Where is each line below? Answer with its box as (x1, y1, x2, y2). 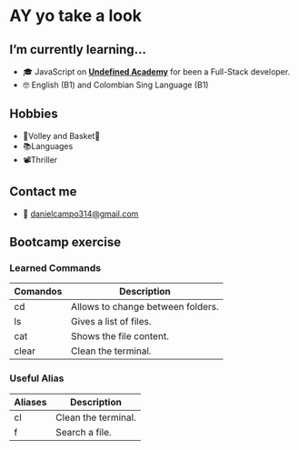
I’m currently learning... (9, 42, 147, 57)
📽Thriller (22, 154, 58, 165)
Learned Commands (9, 261, 102, 274)
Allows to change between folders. (71, 301, 220, 314)
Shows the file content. (71, 330, 170, 343)
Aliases (14, 395, 47, 408)
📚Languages (22, 140, 74, 151)
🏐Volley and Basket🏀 (22, 130, 101, 141)
